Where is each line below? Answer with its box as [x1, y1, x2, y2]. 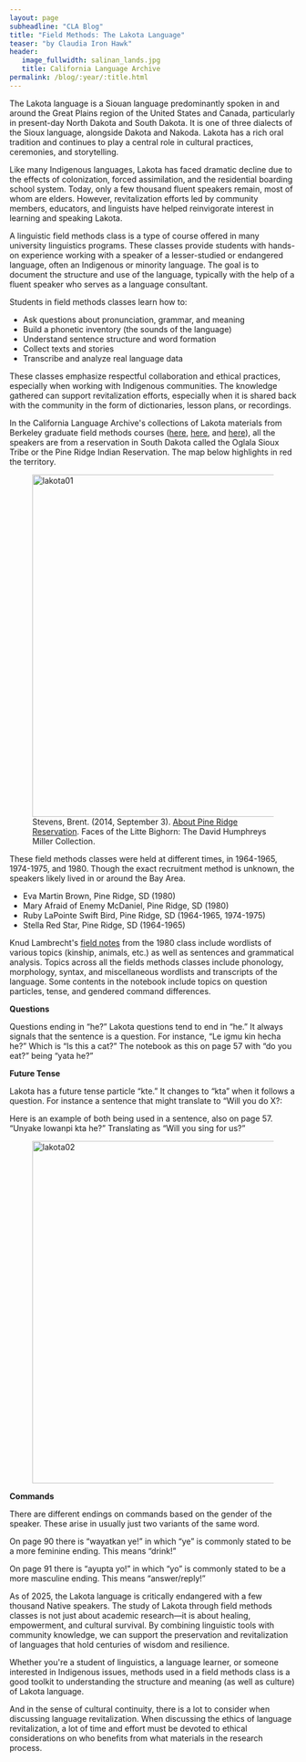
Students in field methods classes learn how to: [9, 296, 188, 307]
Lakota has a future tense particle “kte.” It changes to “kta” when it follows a [9, 1086, 296, 1096]
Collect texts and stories [22, 343, 115, 354]
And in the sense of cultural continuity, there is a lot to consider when [9, 1704, 270, 1715]
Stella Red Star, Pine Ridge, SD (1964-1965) [22, 919, 186, 930]
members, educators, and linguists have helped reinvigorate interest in [9, 203, 274, 214]
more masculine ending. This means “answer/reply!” [9, 1572, 207, 1584]
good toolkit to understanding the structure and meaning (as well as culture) [9, 1676, 295, 1687]
